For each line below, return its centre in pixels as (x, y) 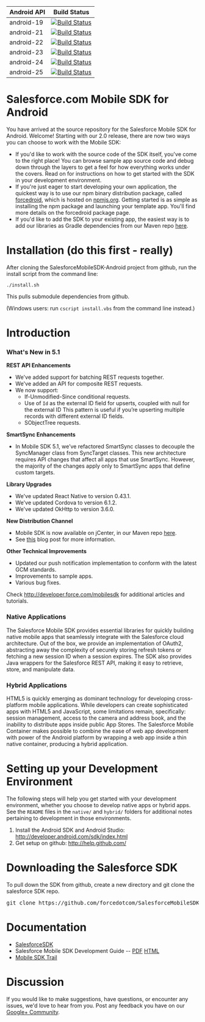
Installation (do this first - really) (90, 251)
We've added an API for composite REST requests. (79, 384)
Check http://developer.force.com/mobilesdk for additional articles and (95, 595)
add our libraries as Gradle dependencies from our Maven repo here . (102, 225)
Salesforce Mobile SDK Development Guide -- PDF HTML (87, 950)
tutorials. (17, 601)
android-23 (27, 52)
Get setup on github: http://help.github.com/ (71, 843)
